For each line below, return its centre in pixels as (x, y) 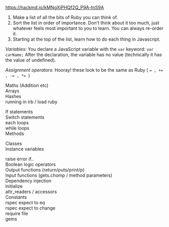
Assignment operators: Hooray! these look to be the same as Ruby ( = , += (84, 70)
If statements (19, 112)
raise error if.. (20, 159)
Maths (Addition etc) (27, 85)
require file (17, 213)
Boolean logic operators (31, 164)
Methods (15, 134)
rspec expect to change (30, 208)
